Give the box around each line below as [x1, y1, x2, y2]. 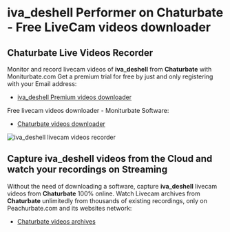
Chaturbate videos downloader [17, 120, 105, 128]
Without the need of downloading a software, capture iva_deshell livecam [7, 182, 218, 190]
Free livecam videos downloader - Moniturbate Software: [7, 107, 169, 114]
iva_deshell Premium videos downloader [17, 93, 132, 101]
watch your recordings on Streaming [7, 164, 167, 176]
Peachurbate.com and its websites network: [7, 204, 132, 212]
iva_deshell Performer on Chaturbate [7, 5, 224, 21]
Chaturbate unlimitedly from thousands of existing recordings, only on [7, 196, 208, 204]
